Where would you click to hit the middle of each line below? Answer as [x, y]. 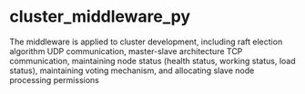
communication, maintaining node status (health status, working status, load [152, 61]
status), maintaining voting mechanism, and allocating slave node [132, 70]
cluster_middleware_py [100, 17]
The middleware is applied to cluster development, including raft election [146, 42]
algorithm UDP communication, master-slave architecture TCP [126, 51]
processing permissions [55, 80]
